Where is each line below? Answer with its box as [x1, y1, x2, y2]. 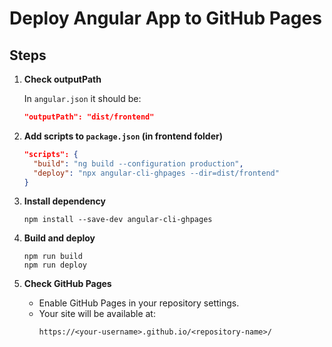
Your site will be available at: [38, 308, 156, 320]
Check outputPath [23, 73, 102, 85]
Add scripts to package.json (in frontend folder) [23, 130, 223, 142]
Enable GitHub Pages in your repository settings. [38, 297, 240, 309]
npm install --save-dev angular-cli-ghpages [23, 215, 213, 225]
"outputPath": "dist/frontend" [23, 112, 155, 122]
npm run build [23, 252, 83, 262]
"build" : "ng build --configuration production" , [33, 158, 244, 169]
